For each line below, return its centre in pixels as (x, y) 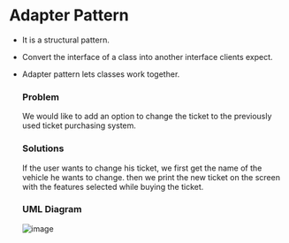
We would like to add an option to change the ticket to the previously (147, 117)
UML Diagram (52, 209)
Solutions (43, 148)
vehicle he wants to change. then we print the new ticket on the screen (151, 177)
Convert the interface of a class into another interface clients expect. (147, 57)
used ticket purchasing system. (79, 125)
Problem (41, 96)
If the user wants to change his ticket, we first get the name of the (142, 168)
